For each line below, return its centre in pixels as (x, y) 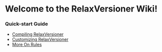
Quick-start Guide (27, 24)
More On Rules (27, 45)
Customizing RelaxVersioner (40, 39)
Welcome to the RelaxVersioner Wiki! (81, 9)
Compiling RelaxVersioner (38, 34)
